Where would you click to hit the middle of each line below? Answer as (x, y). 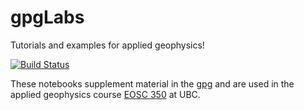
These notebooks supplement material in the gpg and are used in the (152, 83)
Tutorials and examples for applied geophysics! (107, 45)
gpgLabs (47, 17)
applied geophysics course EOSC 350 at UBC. (105, 94)
